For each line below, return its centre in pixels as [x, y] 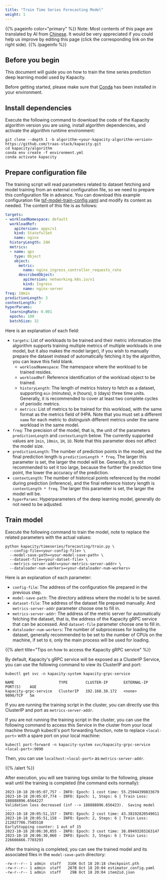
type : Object [28, 256]
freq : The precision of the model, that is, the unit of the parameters [81, 430]
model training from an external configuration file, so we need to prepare [80, 189]
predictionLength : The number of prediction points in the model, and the [87, 451]
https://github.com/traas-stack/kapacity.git [53, 144]
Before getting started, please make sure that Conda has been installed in [81, 87]
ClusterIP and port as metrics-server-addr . [49, 710]
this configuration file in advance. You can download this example [73, 195]
